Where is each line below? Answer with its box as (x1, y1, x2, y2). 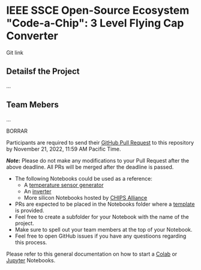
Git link (6, 49, 24, 56)
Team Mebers (6, 100, 59, 110)
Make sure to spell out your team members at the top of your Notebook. (14, 226, 193, 233)
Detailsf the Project (6, 67, 80, 77)
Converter (6, 29, 58, 43)
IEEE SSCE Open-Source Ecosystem (6, 4, 190, 17)
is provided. (14, 206, 44, 214)
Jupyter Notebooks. (6, 256, 56, 264)
